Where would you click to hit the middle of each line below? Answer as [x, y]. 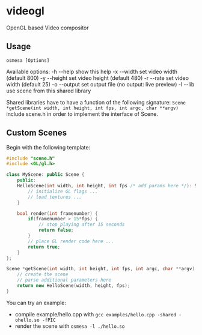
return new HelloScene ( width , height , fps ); [74, 286]
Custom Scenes [37, 133]
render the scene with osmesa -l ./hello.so [70, 326]
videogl [26, 11]
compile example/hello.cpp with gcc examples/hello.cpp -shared [95, 314]
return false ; [56, 230]
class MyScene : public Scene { [45, 175]
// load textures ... [55, 197]
